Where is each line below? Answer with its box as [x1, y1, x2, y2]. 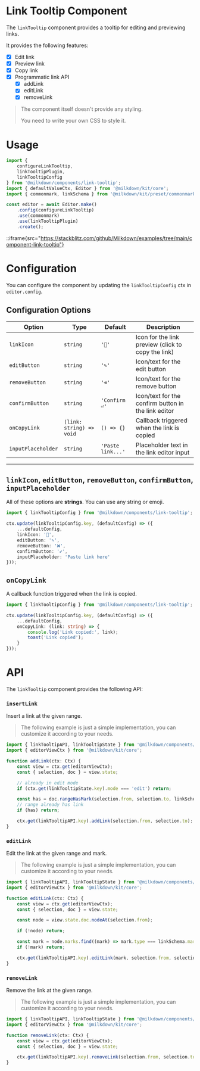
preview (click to [136, 340, 182, 348]
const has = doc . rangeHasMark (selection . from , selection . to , [17, 796, 171, 802]
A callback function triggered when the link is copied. [6, 590, 137, 597]
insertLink [6, 700, 37, 707]
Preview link [14, 60, 45, 67]
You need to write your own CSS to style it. [20, 117, 126, 124]
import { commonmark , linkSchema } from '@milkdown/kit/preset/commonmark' [6, 191, 198, 197]
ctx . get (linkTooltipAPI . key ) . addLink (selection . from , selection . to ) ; [17, 818, 193, 824]
